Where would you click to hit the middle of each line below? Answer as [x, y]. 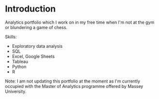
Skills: [11, 37]
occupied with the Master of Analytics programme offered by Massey [74, 86]
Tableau [20, 61]
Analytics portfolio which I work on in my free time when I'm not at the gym [80, 22]
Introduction [30, 9]
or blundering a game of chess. [36, 27]
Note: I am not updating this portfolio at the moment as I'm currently [72, 81]
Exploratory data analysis [37, 46]
